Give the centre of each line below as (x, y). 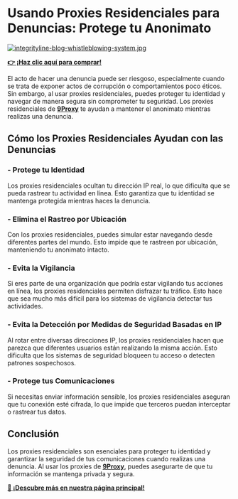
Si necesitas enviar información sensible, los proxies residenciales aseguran (119, 397)
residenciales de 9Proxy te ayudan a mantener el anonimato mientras (109, 109)
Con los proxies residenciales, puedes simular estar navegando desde (110, 234)
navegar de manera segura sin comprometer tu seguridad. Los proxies (110, 101)
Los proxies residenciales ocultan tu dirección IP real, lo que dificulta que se (119, 186)
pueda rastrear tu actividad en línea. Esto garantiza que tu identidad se (111, 193)
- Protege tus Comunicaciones (61, 381)
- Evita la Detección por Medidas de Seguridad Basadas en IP (115, 325)
